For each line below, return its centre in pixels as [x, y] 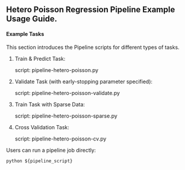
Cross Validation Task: [42, 127]
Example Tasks [25, 34]
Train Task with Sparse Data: [50, 104]
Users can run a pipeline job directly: [51, 150]
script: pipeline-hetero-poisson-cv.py [60, 139]
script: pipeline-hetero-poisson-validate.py [67, 93]
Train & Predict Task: [40, 58]
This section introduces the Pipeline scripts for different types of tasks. [93, 47]
